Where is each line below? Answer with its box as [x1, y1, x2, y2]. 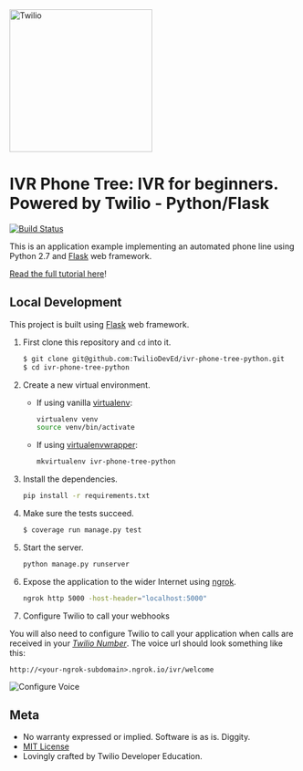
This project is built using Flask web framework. [9, 318, 190, 329]
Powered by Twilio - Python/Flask [9, 193, 270, 214]
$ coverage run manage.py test [22, 526, 142, 535]
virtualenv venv [36, 414, 99, 423]
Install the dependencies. [22, 474, 119, 484]
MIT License [22, 741, 70, 752]
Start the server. [22, 542, 84, 553]
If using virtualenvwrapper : [36, 440, 139, 451]
